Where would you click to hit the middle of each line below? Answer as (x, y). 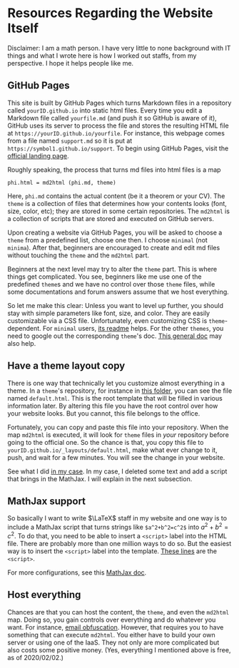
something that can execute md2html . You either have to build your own (111, 634)
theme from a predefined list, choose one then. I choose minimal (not (108, 240)
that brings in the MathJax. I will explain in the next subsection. (100, 478)
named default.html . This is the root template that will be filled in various (115, 398)
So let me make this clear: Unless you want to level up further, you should (115, 305)
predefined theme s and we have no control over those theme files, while (111, 284)
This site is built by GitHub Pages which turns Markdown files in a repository (119, 103)
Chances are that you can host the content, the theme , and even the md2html (118, 612)
